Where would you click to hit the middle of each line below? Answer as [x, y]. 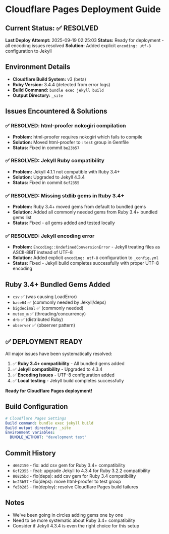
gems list [22, 218]
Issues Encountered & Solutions [56, 111]
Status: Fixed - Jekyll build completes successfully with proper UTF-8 [86, 263]
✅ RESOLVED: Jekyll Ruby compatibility [55, 161]
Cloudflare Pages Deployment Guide [83, 9]
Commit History [31, 453]
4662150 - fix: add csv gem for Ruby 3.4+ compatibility [69, 466]
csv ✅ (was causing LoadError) [45, 297]
